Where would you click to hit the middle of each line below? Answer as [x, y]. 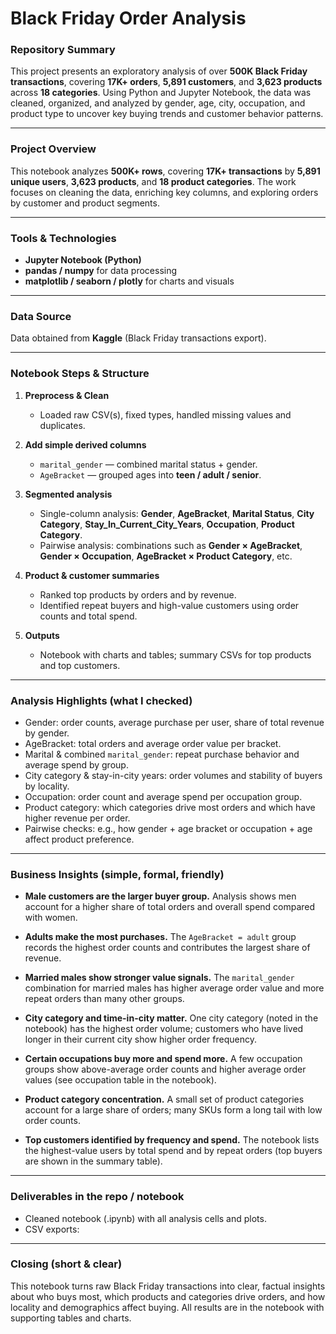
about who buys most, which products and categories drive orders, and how [168, 1296]
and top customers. [80, 665]
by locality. [47, 786]
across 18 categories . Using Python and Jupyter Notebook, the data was [161, 93]
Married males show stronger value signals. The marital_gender [159, 978]
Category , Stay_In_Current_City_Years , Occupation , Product [167, 524]
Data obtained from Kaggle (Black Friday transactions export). [138, 338]
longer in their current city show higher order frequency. [140, 1039]
